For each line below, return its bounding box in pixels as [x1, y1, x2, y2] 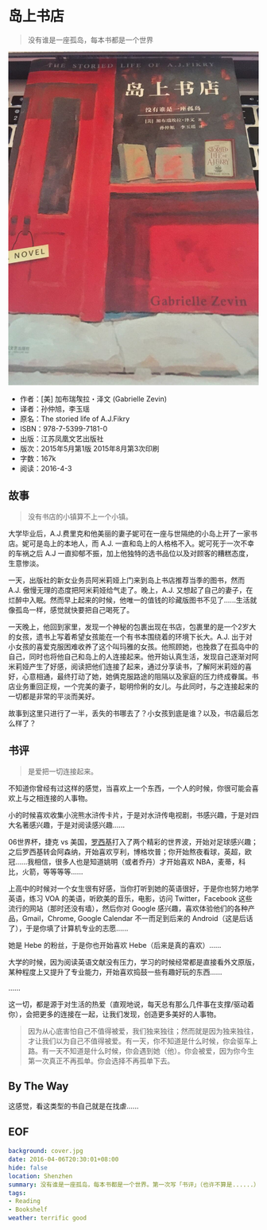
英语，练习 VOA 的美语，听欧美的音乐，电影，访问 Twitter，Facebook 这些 [8, 893, 253, 903]
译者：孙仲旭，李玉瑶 [19, 404, 90, 413]
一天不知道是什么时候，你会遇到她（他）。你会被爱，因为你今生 [48, 1046, 254, 1055]
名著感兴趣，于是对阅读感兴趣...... [14, 820, 126, 830]
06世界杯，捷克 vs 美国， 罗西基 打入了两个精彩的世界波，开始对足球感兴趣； [8, 837, 258, 846]
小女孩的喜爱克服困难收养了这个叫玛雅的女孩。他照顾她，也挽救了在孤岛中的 [8, 641, 259, 652]
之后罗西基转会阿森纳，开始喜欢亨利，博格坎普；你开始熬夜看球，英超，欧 [8, 847, 252, 857]
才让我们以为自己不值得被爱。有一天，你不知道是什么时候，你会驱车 [27, 1036, 251, 1046]
